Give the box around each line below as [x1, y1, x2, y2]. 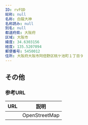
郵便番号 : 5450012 [5, 49, 41, 54]
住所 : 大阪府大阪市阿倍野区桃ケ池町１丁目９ [5, 53, 84, 59]
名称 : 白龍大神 [5, 16, 32, 21]
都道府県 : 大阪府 [5, 30, 36, 35]
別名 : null [5, 26, 26, 31]
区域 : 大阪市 [5, 35, 28, 40]
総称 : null [5, 12, 26, 17]
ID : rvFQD [5, 7, 26, 12]
